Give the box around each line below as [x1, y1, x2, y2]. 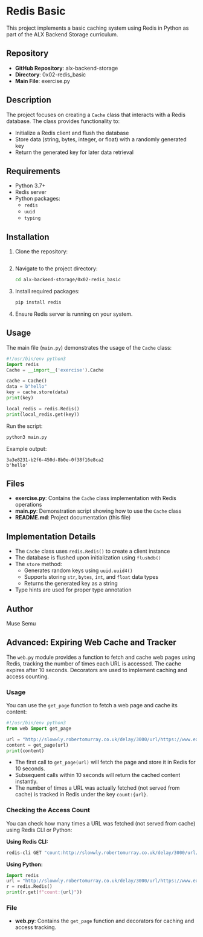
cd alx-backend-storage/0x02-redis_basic [14, 277, 121, 283]
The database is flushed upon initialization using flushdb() [14, 554, 161, 561]
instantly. [14, 778, 38, 785]
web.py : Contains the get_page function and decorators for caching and [14, 917, 195, 925]
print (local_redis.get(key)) [6, 411, 80, 418]
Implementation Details [6, 532, 96, 542]
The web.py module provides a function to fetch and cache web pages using [6, 653, 196, 661]
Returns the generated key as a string [24, 580, 118, 587]
